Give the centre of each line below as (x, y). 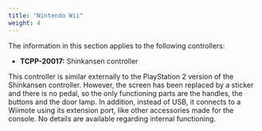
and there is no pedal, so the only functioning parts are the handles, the (125, 93)
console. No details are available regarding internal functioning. (112, 118)
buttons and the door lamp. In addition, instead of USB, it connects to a (125, 102)
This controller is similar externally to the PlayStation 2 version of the (121, 76)
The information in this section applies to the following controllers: (117, 45)
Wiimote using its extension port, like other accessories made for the (121, 110)
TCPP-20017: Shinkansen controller (79, 61)
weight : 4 (25, 23)
